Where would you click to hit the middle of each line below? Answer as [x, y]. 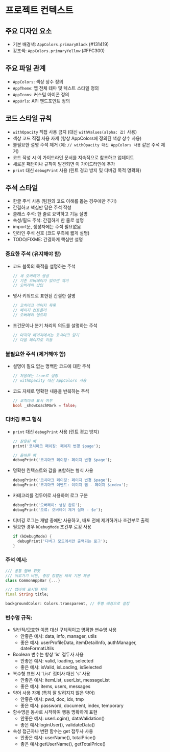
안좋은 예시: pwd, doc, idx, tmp [52, 699]
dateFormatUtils [37, 649]
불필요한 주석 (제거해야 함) [36, 354]
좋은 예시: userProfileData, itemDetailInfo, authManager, [78, 642]
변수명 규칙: [19, 617]
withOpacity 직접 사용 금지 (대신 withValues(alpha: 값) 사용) [75, 132]
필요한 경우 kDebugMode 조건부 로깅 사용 [52, 527]
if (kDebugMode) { [32, 536]
